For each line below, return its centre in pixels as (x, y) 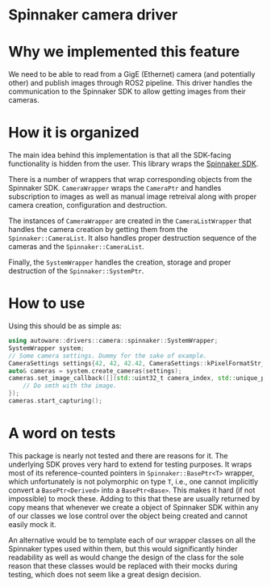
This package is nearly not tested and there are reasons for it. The (118, 455)
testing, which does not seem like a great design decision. (105, 574)
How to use (47, 304)
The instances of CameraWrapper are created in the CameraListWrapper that (130, 221)
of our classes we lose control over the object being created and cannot (128, 516)
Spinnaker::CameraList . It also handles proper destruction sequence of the (132, 238)
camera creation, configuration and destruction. (88, 205)
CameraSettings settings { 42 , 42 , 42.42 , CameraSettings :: (108, 363)
